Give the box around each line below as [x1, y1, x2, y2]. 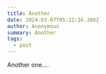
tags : [7, 36, 23, 42]
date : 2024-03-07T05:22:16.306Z [7, 16, 99, 23]
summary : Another [7, 29, 57, 36]
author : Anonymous [7, 23, 59, 29]
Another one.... [7, 61, 49, 69]
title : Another [7, 10, 51, 17]
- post [13, 42, 32, 49]
